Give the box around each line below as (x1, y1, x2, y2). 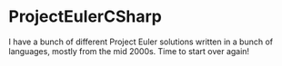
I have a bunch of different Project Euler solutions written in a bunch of (8, 36, 274, 47)
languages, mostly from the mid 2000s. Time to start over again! (8, 45, 250, 56)
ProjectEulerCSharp (8, 6, 163, 27)
